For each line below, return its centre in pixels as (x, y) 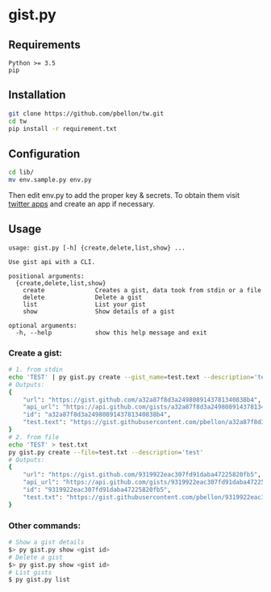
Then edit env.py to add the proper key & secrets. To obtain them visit (124, 195)
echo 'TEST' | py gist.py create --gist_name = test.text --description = (131, 377)
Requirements (44, 45)
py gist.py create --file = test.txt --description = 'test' (106, 452)
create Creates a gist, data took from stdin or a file (142, 290)
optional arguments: (43, 325)
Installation (37, 95)
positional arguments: (46, 276)
